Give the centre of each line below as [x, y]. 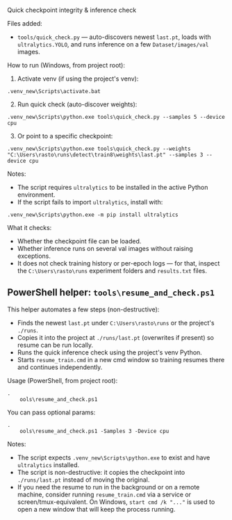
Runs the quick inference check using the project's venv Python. [110, 352]
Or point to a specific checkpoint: [65, 136]
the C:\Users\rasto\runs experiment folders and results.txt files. [112, 271]
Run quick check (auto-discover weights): [77, 104]
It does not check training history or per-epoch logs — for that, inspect [118, 263]
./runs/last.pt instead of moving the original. [83, 480]
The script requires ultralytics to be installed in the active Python [113, 187]
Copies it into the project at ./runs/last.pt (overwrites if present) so [115, 337]
